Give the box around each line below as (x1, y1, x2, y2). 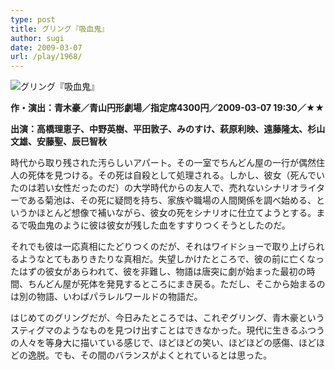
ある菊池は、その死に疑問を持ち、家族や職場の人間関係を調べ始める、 (27, 194, 317, 206)
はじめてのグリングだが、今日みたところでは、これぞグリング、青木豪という (10, 312, 325, 324)
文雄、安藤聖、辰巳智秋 (10, 136, 107, 148)
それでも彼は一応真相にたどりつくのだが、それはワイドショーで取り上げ (10, 241, 308, 253)
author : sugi (10, 33, 65, 43)
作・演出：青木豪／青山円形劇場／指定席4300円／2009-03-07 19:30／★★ (10, 102, 325, 114)
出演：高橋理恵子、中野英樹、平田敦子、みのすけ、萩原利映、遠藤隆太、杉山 (10, 123, 326, 135)
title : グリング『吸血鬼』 (10, 24, 110, 34)
